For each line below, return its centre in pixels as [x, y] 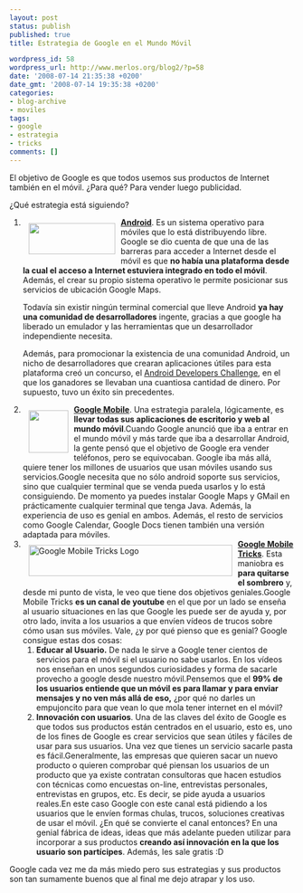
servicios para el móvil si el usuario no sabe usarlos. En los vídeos [159, 659]
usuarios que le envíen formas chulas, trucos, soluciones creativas [160, 813]
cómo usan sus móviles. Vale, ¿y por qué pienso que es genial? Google [155, 631]
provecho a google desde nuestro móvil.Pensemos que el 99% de [159, 679]
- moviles [28, 109]
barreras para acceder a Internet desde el [199, 251]
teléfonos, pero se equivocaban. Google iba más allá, [173, 457]
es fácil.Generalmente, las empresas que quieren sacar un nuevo [157, 755]
